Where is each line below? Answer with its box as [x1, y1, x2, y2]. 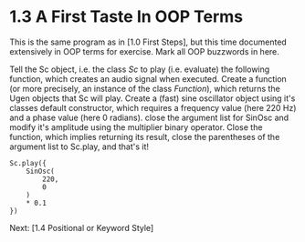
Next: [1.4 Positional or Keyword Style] [9, 222, 154, 233]
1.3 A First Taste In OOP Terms [9, 6, 244, 27]
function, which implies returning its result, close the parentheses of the [9, 131, 280, 142]
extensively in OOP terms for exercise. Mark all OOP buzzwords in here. [9, 45, 280, 56]
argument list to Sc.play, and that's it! [9, 141, 149, 152]
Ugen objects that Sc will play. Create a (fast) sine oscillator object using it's [9, 93, 296, 104]
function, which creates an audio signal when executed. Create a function [9, 73, 288, 84]
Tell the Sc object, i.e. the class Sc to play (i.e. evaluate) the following [9, 64, 270, 75]
